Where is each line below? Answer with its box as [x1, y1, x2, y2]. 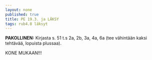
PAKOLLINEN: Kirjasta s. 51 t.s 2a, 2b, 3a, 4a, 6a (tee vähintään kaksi [5, 35, 148, 41]
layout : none [5, 7, 32, 12]
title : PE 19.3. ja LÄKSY [5, 16, 59, 21]
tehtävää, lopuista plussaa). [5, 40, 62, 46]
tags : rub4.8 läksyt [5, 21, 48, 26]
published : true [5, 12, 39, 17]
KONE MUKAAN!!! [5, 50, 42, 56]
